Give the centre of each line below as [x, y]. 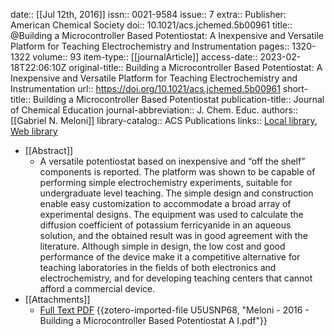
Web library [34, 131]
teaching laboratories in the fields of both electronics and [158, 267]
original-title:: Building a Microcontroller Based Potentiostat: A [195, 67]
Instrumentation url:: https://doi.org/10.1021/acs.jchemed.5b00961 [145, 88]
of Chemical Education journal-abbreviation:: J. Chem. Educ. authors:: [154, 110]
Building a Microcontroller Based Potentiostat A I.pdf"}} [153, 320]
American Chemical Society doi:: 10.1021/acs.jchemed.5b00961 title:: [151, 25]
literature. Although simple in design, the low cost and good [162, 246]
